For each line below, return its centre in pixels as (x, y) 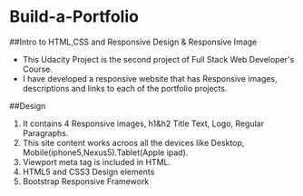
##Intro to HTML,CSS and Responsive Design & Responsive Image (133, 42)
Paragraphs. (45, 132)
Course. (37, 69)
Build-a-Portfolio (74, 17)
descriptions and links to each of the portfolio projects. (125, 88)
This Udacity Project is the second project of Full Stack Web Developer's (158, 59)
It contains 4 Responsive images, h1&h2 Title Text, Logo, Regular (143, 123)
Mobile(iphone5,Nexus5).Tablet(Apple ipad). (105, 152)
